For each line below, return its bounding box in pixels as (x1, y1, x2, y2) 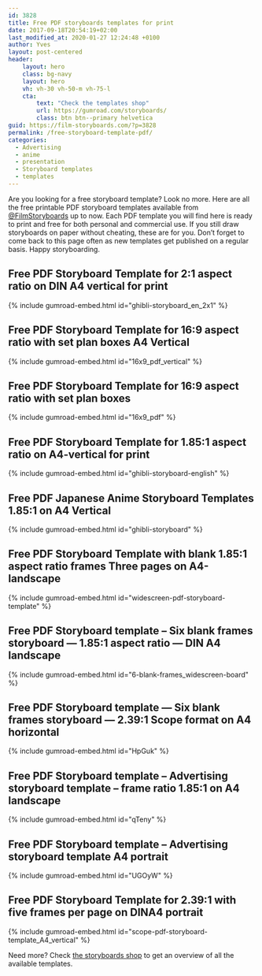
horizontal (8, 726, 60, 739)
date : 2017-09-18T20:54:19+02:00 (8, 26, 118, 34)
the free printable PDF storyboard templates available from (8, 202, 199, 212)
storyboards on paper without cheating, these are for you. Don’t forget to (8, 228, 245, 237)
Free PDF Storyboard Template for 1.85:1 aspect (8, 435, 246, 449)
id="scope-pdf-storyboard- (117, 926, 208, 936)
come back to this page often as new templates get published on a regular (8, 236, 249, 245)
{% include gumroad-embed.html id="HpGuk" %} (8, 746, 169, 756)
